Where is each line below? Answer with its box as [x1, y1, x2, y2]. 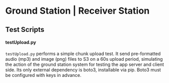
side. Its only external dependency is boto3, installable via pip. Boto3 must [5, 66, 161, 73]
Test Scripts [5, 25, 45, 34]
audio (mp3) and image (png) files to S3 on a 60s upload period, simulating [5, 56, 163, 62]
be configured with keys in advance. [5, 72, 81, 78]
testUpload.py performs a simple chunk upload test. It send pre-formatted [5, 51, 161, 57]
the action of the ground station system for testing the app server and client [5, 61, 164, 67]
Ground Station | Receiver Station [5, 5, 150, 17]
